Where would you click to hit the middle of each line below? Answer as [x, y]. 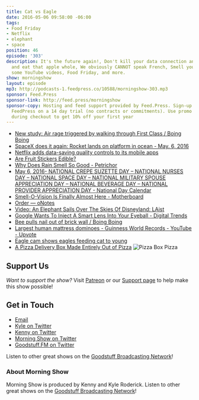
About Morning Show [38, 371]
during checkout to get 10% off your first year [73, 116]
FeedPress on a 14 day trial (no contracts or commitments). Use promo [102, 111]
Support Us [28, 266]
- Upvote [25, 235]
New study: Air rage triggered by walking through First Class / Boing [98, 134]
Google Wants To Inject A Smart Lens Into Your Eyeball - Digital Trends [101, 216]
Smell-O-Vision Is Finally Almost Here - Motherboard [79, 197]
